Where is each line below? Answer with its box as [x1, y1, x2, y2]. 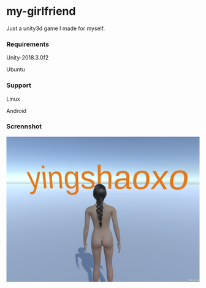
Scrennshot [6, 122, 42, 131]
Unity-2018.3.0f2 [6, 54, 49, 61]
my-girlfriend [6, 4, 76, 18]
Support [6, 81, 32, 90]
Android [6, 107, 26, 114]
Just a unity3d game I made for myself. [6, 25, 105, 32]
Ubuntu [6, 66, 26, 73]
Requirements [6, 40, 50, 49]
